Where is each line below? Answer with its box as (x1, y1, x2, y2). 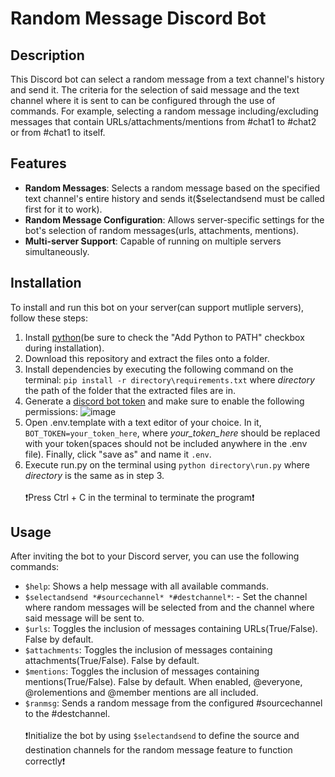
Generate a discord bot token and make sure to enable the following (24, 395, 305, 407)
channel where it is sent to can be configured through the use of (10, 95, 276, 106)
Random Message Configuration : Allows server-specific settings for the (24, 213, 325, 226)
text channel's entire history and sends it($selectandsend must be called (24, 192, 325, 204)
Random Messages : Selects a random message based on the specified (24, 182, 321, 194)
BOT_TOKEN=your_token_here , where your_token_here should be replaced (24, 427, 321, 439)
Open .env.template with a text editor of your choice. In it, (24, 416, 262, 428)
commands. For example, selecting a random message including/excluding (10, 105, 319, 117)
